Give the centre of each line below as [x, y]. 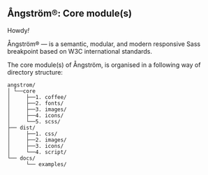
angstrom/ [22, 85]
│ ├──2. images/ [37, 140]
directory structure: [35, 72]
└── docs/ [22, 158]
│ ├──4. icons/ [36, 115]
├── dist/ [22, 128]
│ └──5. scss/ [34, 121]
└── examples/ [46, 164]
